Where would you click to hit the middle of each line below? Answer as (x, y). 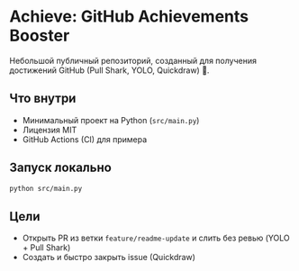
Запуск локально (61, 168)
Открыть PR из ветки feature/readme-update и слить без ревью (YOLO (156, 238)
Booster (40, 36)
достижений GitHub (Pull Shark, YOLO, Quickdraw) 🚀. (109, 70)
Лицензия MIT (50, 130)
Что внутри (43, 99)
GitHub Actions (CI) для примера (85, 139)
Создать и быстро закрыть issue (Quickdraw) (109, 257)
